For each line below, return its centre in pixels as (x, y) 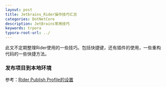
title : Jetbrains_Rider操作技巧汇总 (41, 14)
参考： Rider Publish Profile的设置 (39, 80)
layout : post (19, 10)
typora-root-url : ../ (28, 33)
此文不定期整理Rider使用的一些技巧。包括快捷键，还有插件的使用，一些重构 (83, 47)
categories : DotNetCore (30, 19)
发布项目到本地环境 (28, 68)
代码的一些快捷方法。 (27, 54)
